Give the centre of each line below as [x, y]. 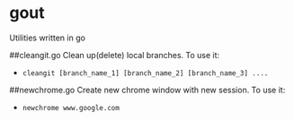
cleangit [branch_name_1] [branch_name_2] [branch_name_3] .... [145, 73]
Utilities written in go [47, 38]
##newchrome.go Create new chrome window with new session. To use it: [147, 90]
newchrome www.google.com [71, 108]
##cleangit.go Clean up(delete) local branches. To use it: [115, 55]
